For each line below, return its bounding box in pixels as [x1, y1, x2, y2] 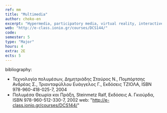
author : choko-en [5, 16, 41, 21]
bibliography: [5, 67, 32, 73]
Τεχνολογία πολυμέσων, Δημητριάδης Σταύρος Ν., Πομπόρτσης [12, 76, 146, 82]
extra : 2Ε [5, 48, 26, 53]
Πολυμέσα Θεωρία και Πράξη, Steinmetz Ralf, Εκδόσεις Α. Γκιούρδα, [12, 92, 155, 98]
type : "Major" [5, 39, 35, 44]
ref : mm [5, 7, 21, 12]
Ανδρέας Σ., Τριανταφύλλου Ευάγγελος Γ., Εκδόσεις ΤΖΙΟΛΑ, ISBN [12, 81, 152, 87]
